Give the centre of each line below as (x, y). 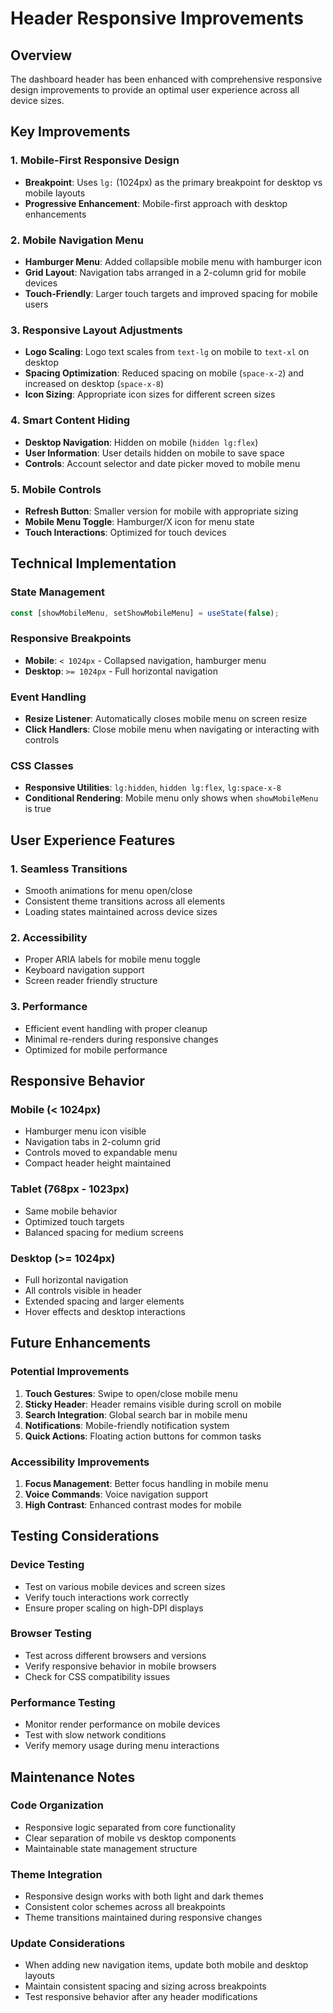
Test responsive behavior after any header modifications (141, 1997)
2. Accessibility (49, 937)
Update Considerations (68, 1944)
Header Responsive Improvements (157, 18)
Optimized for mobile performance (96, 1049)
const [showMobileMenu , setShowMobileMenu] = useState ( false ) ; (145, 613)
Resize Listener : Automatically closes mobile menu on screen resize (166, 719)
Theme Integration (56, 1874)
